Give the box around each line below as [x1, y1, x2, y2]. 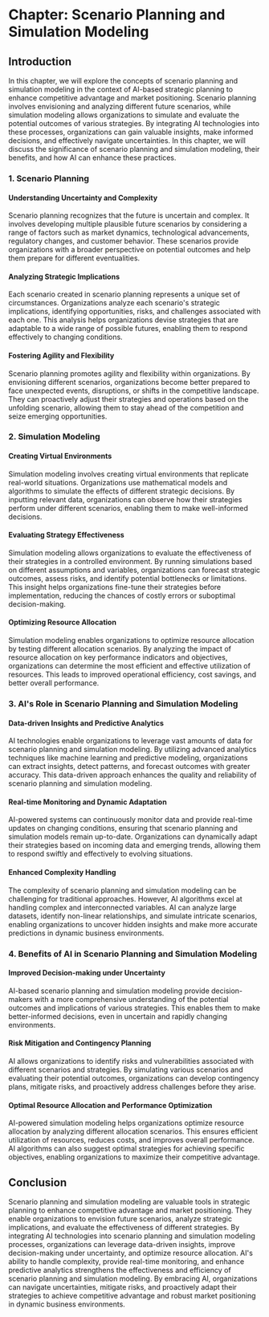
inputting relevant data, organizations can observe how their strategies [8, 494, 243, 504]
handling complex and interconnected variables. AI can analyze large [8, 902, 237, 912]
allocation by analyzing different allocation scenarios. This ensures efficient [8, 1127, 259, 1136]
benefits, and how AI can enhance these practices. [8, 153, 177, 162]
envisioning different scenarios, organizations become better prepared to [8, 377, 251, 387]
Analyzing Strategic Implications [8, 272, 120, 281]
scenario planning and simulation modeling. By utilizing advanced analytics [8, 745, 257, 755]
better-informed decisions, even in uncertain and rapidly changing [8, 1011, 227, 1021]
